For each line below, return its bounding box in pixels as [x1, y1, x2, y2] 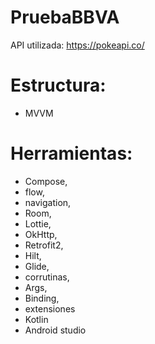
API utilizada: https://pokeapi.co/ [10, 39, 145, 51]
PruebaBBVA [10, 6, 120, 29]
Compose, [24, 175, 68, 187]
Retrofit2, [24, 239, 64, 251]
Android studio [24, 324, 87, 336]
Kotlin [24, 313, 49, 325]
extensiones [24, 302, 76, 315]
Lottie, [24, 217, 52, 230]
